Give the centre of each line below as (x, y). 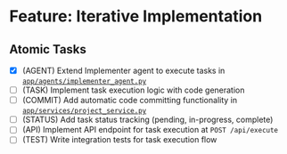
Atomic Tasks (48, 49)
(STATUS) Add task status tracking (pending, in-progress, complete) (148, 120)
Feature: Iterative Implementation (136, 16)
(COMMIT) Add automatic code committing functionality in (130, 101)
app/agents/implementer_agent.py (84, 82)
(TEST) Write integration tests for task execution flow (119, 140)
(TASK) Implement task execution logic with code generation (133, 90)
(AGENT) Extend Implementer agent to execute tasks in (123, 70)
